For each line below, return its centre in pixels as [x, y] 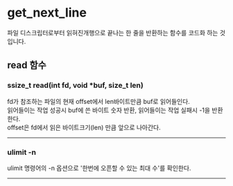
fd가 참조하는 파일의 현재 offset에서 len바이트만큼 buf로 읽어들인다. [99, 101]
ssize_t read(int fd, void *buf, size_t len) [75, 86]
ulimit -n [22, 152]
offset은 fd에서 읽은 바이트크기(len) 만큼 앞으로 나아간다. [84, 127]
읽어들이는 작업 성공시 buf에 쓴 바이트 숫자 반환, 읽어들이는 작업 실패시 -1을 [109, 110]
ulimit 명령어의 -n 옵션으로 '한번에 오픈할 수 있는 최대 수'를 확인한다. [99, 168]
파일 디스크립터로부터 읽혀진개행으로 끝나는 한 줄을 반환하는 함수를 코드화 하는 [113, 32]
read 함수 [27, 65]
